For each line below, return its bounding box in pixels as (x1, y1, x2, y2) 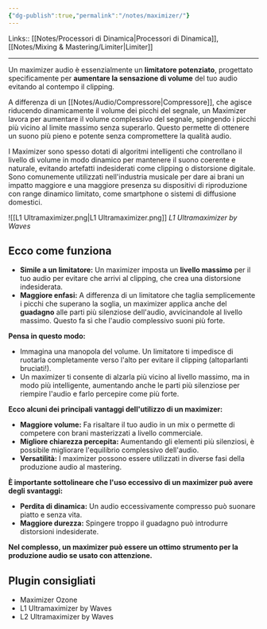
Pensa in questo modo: (8, 331, 86, 341)
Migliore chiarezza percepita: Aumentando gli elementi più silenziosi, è (19, 437, 255, 447)
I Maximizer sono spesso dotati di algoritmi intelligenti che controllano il (8, 147, 242, 156)
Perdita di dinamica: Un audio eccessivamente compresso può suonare (19, 502, 256, 511)
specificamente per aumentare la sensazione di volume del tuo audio (8, 73, 238, 83)
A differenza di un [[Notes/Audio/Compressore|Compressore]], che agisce (8, 97, 253, 107)
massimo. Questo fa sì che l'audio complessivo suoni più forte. (19, 316, 225, 326)
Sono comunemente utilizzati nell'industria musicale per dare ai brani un (8, 172, 245, 182)
